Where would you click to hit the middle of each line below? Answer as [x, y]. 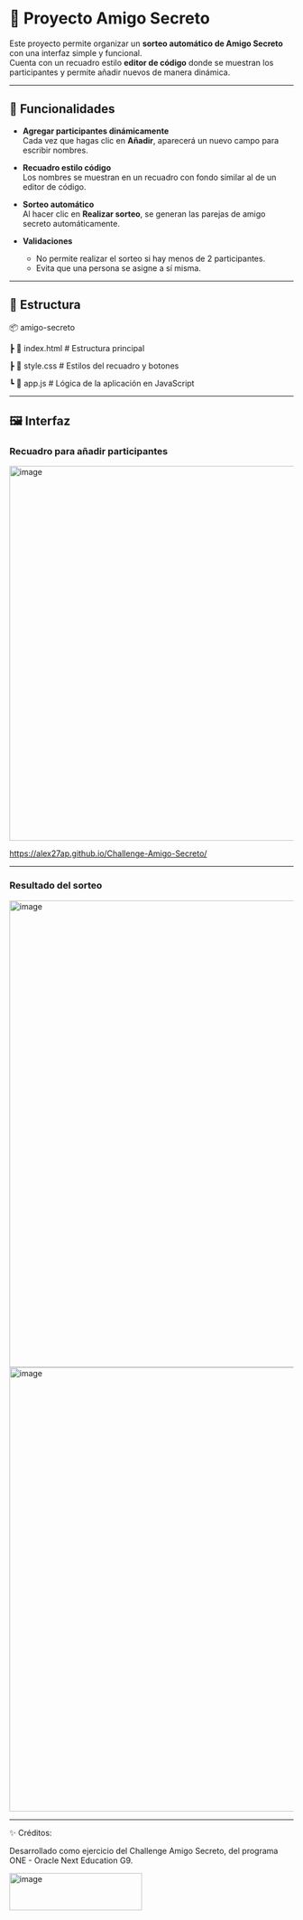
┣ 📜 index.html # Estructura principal [77, 348]
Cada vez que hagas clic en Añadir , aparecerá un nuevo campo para [151, 140]
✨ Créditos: [31, 1832]
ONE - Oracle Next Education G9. [71, 1860]
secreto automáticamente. [71, 223]
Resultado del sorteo [56, 886]
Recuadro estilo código [66, 167]
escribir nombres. [55, 150]
